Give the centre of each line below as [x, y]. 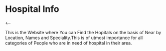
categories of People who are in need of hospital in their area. [69, 43]
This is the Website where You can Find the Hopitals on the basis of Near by [83, 32]
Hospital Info [32, 9]
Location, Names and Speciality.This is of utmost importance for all [74, 38]
